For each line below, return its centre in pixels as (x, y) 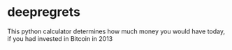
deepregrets (44, 12)
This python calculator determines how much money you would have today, (116, 31)
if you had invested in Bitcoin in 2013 (60, 38)
